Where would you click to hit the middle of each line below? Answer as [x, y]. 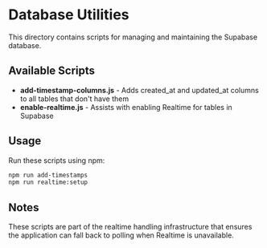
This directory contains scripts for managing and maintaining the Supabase [133, 37]
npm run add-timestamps [48, 175]
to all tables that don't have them [74, 99]
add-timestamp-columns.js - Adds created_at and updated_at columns [139, 90]
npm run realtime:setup [48, 182]
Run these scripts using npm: [57, 160]
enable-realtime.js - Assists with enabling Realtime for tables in [126, 107]
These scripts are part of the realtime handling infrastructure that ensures [130, 227]
